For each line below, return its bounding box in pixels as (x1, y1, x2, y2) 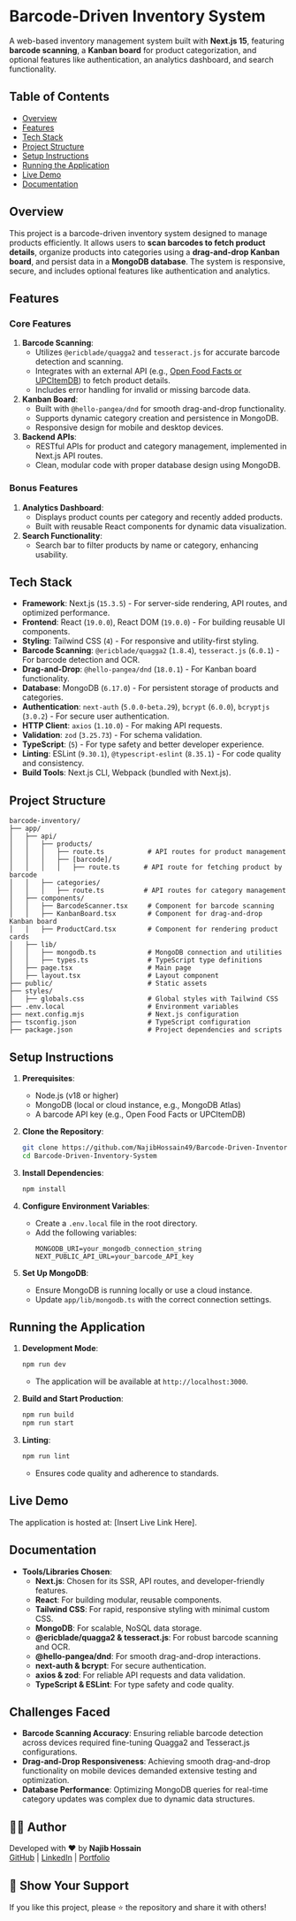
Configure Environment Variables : (21, 1201, 150, 1211)
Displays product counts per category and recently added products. (34, 511, 283, 522)
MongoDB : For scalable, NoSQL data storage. (34, 1622, 202, 1633)
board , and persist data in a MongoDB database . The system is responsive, (9, 256, 285, 266)
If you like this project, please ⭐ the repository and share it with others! (9, 1902, 267, 1912)
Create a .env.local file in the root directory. (34, 1218, 198, 1228)
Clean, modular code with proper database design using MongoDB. (34, 460, 281, 471)
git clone (21, 1143, 59, 1152)
